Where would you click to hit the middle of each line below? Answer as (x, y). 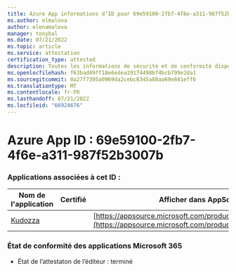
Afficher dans (182, 200)
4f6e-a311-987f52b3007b (85, 155)
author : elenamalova (38, 27)
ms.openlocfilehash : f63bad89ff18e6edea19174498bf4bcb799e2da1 (102, 73)
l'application (32, 204)
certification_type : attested (52, 60)
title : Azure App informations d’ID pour (69, 14)
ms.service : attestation (44, 53)
